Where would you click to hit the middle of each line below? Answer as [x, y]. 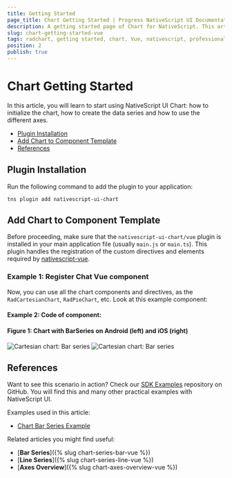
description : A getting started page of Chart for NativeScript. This [111, 26]
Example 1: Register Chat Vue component [78, 277]
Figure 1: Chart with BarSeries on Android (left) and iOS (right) [98, 331]
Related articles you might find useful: [61, 439]
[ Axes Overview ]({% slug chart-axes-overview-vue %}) [97, 468]
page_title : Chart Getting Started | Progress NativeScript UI [100, 20]
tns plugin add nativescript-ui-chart [63, 199]
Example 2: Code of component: [55, 315]
